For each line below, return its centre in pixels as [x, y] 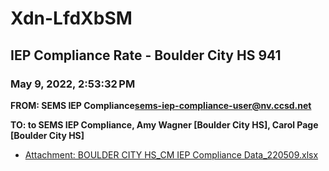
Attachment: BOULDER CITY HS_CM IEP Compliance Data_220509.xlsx [171, 154]
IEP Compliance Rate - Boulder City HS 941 [146, 55]
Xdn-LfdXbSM [71, 18]
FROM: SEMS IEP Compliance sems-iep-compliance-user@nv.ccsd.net [161, 105]
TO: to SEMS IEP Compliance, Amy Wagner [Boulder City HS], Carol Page [164, 124]
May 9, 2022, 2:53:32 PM [73, 84]
